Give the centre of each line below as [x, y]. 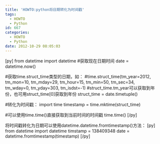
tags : [11, 14]
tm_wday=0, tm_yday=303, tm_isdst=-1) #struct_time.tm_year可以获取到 [78, 88]
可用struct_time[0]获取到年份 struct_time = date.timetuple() [78, 94]
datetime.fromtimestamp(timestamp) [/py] [48, 136]
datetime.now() [20, 66]
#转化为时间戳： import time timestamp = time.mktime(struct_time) [73, 104]
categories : [17, 32]
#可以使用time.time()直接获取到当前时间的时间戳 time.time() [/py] [71, 115]
